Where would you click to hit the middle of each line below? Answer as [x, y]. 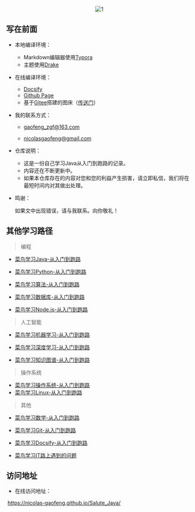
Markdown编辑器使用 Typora [58, 57]
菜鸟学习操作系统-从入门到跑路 [52, 385]
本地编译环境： [33, 44]
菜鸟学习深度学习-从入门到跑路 [52, 347]
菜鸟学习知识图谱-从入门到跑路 [52, 360]
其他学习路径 [30, 231]
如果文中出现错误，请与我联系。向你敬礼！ [66, 210]
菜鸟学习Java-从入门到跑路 [48, 259]
